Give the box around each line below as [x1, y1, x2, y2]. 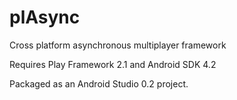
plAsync [9, 6, 81, 29]
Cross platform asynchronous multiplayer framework [9, 39, 227, 51]
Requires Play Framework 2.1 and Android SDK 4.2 [9, 58, 217, 70]
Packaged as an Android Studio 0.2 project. [9, 77, 189, 90]
